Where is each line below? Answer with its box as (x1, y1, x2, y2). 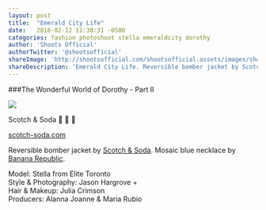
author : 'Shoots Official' (8, 41, 97, 49)
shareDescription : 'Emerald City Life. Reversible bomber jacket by (8, 63, 239, 71)
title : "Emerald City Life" (8, 19, 104, 27)
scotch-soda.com (8, 129, 66, 139)
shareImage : (8, 56, 47, 64)
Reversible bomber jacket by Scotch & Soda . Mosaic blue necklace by (8, 145, 236, 155)
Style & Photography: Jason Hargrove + (8, 177, 138, 186)
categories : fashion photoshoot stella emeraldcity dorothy (8, 33, 211, 42)
